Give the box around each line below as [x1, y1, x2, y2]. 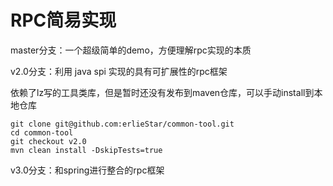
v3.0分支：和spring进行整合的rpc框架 [10, 164, 165, 176]
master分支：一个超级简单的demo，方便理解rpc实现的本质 [10, 44, 252, 56]
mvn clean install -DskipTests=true [10, 145, 163, 155]
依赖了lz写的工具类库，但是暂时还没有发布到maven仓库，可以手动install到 [10, 86, 315, 98]
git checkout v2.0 [10, 136, 87, 146]
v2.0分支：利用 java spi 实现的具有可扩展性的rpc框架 [10, 65, 228, 77]
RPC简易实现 [10, 9, 117, 32]
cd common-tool [10, 127, 74, 138]
